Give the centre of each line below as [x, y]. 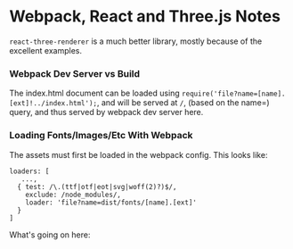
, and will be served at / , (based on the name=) [183, 103]
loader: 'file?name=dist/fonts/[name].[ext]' [111, 203]
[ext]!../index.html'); [53, 104]
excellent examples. [46, 50]
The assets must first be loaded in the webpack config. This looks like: [138, 154]
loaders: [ [29, 171]
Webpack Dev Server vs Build [75, 73]
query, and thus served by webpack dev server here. [106, 112]
